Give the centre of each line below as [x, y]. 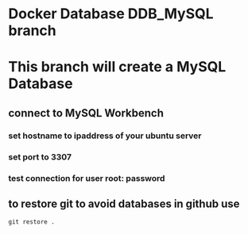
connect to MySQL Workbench [86, 113]
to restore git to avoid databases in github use [124, 203]
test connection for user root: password [87, 178]
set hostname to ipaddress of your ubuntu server [105, 136]
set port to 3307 [40, 157]
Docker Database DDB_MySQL [111, 14]
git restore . [32, 222]
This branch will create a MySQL [117, 67]
